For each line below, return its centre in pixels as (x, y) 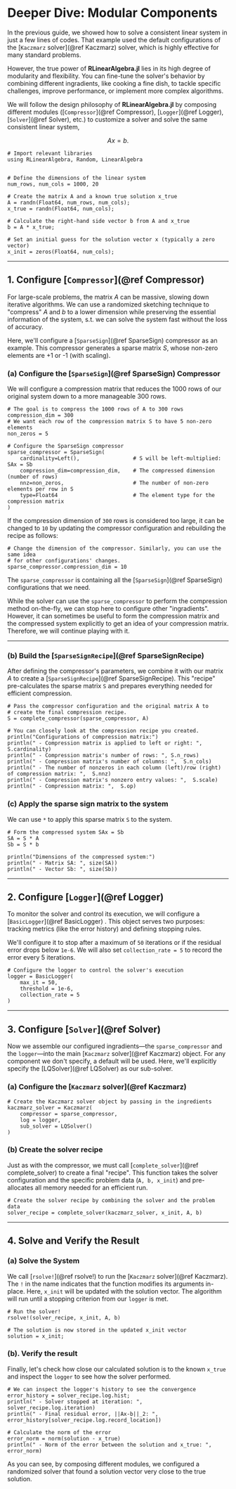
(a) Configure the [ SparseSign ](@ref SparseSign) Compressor (114, 373)
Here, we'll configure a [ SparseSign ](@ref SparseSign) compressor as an (112, 340)
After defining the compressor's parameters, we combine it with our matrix (115, 671)
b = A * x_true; (31, 227)
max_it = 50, (39, 983)
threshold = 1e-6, (47, 989)
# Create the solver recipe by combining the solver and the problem (111, 1200)
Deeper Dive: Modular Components (112, 13)
